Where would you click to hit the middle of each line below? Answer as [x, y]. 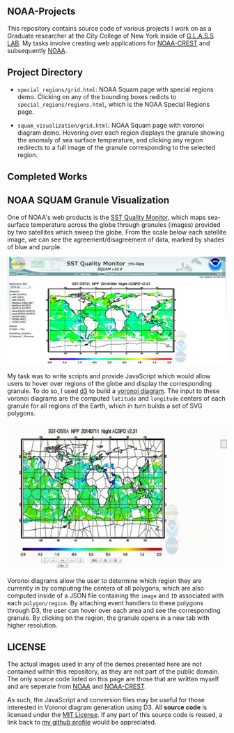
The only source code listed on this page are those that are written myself [113, 679]
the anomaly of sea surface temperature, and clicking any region [110, 140]
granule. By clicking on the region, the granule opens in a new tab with [108, 618]
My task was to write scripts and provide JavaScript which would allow [109, 376]
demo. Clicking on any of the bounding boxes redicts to [97, 96]
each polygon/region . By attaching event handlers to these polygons [106, 603]
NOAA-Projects [41, 12]
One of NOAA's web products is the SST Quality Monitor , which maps [107, 217]
